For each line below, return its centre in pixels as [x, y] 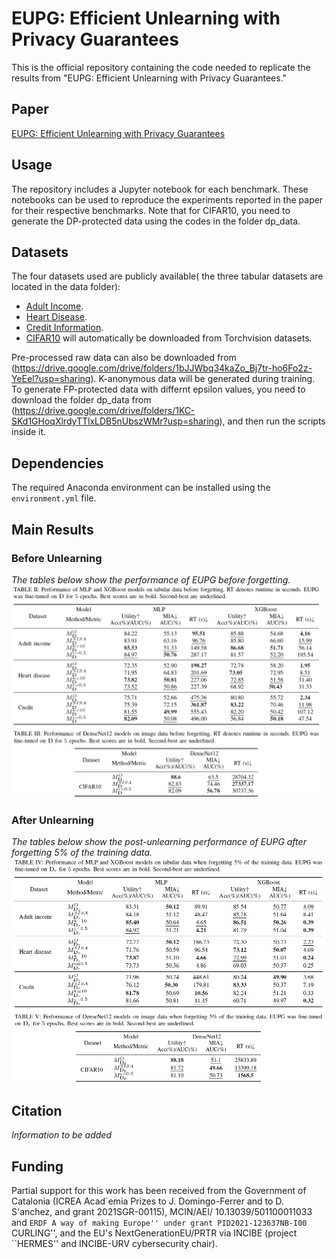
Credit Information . [64, 328]
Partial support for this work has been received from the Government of [159, 1190]
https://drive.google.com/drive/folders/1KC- [105, 411]
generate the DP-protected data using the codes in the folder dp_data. [156, 221]
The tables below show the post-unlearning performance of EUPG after [159, 842]
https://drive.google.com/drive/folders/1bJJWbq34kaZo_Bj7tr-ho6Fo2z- [163, 368]
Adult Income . [54, 306]
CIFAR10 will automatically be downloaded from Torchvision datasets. [169, 338]
